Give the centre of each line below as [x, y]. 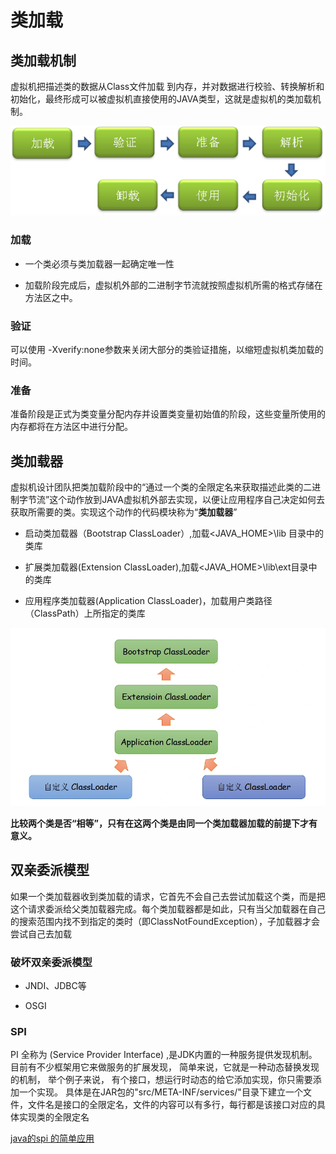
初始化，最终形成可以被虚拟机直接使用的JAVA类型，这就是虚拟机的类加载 [161, 99]
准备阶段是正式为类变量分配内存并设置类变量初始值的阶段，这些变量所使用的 [168, 414]
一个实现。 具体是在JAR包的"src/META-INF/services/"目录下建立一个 [160, 1092]
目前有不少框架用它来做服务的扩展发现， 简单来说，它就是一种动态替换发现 [165, 1067]
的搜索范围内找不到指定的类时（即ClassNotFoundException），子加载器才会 [165, 921]
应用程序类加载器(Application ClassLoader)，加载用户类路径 [148, 601]
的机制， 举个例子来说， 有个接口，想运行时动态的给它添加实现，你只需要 [161, 1080]
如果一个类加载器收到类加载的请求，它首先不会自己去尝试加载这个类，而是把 [168, 896]
